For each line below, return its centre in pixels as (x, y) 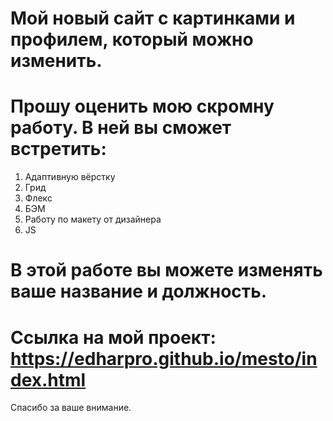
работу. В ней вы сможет (121, 128)
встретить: (58, 149)
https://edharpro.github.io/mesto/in (164, 358)
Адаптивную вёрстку (70, 177)
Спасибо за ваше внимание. (71, 408)
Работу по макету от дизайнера (93, 219)
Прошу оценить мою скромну (142, 106)
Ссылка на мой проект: (113, 337)
